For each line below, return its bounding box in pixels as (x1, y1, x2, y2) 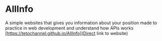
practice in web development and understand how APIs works (5, 25, 134, 31)
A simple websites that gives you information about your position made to (5, 20, 157, 26)
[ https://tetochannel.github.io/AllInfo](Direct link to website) (5, 30, 128, 36)
